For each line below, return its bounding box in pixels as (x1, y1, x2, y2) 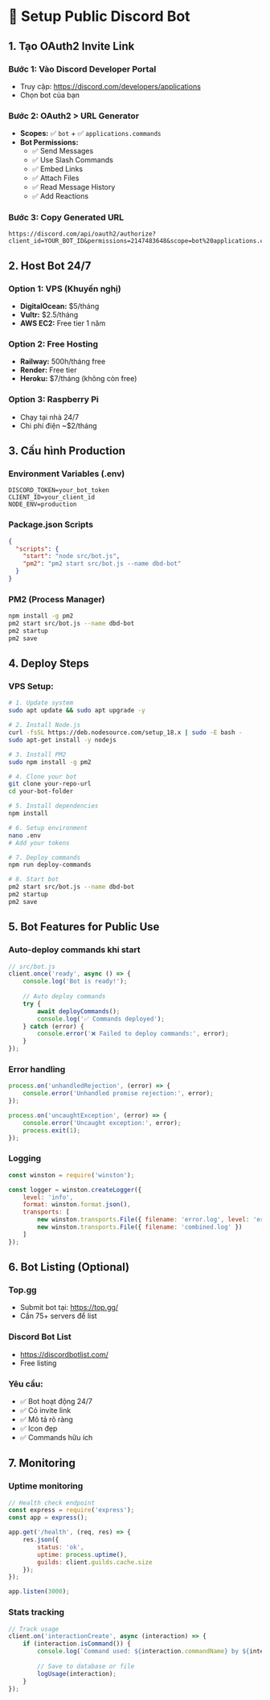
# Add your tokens (8, 839, 70, 847)
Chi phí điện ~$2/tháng (19, 421, 98, 430)
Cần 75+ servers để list (19, 1311, 98, 1321)
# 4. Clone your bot (8, 772, 78, 781)
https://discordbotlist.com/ (19, 1349, 108, 1359)
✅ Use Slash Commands (31, 155, 114, 165)
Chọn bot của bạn (19, 90, 80, 100)
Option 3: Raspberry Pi (8, 394, 99, 405)
